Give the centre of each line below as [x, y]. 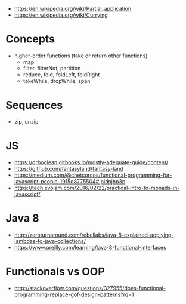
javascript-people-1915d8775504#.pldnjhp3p [70, 181]
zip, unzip [26, 121]
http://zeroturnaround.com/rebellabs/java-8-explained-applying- [94, 235]
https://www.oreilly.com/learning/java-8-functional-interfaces [90, 247]
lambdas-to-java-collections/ [50, 241]
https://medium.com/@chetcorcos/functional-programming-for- [93, 175]
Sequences [34, 105]
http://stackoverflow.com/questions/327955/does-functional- [90, 288]
